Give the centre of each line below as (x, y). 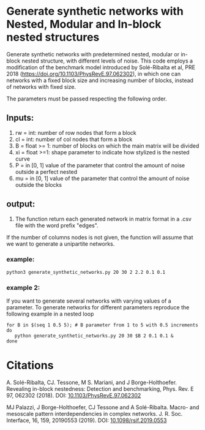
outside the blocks (39, 184)
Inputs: (20, 118)
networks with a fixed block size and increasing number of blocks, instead (100, 80)
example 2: (23, 287)
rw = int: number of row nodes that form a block (76, 132)
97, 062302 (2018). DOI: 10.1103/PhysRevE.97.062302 (74, 396)
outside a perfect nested (46, 172)
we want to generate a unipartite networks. (61, 244)
